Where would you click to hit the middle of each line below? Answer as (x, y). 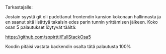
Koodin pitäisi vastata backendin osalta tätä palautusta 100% (68, 46)
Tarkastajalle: (19, 7)
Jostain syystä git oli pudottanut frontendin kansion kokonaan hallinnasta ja (83, 17)
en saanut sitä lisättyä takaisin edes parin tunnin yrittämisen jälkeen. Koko (81, 22)
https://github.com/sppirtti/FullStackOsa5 (48, 37)
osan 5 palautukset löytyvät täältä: (41, 27)
